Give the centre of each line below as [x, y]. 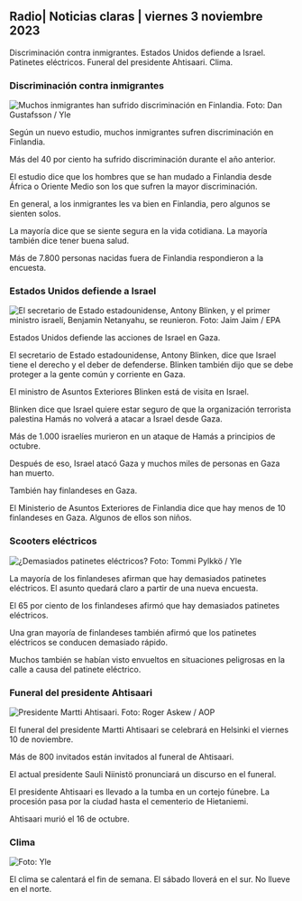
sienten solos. [35, 214]
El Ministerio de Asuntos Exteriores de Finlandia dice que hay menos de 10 [147, 508]
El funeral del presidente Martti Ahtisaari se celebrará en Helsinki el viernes [149, 729]
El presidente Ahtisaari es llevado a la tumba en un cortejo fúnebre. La [140, 792]
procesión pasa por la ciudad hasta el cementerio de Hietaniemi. [129, 801]
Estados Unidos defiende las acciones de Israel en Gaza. [115, 338]
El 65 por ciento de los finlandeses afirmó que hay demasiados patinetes [145, 605]
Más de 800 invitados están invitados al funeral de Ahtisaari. [122, 757]
